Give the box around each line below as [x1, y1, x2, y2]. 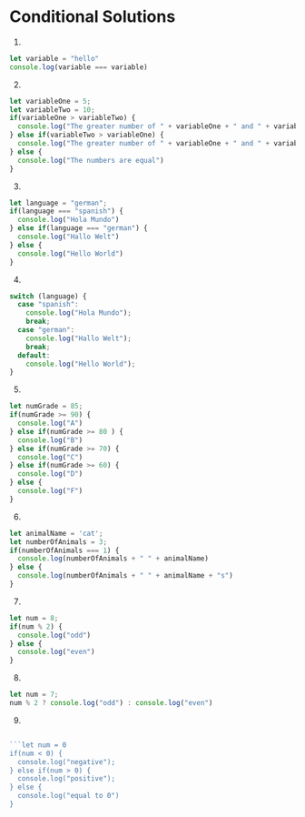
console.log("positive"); [17, 774, 116, 783]
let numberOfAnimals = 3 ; [9, 537, 107, 547]
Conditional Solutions [9, 6, 176, 27]
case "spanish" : [17, 300, 79, 309]
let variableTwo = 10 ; [9, 105, 95, 115]
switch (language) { [9, 291, 88, 301]
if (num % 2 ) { [9, 621, 64, 631]
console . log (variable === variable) [9, 62, 148, 72]
